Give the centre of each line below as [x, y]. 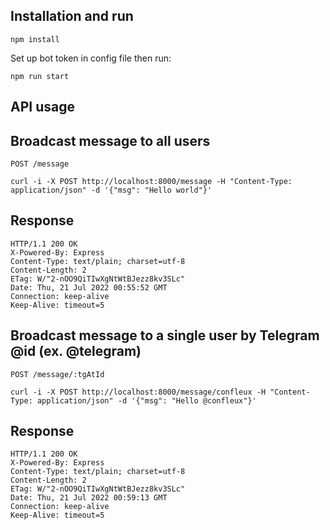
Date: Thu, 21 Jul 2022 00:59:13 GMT [89, 498]
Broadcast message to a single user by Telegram [165, 335]
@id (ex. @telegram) [76, 351]
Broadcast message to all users [110, 140]
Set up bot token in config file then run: [91, 58]
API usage [42, 107]
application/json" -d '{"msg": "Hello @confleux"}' [146, 400]
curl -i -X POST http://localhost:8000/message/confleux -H [138, 392]
